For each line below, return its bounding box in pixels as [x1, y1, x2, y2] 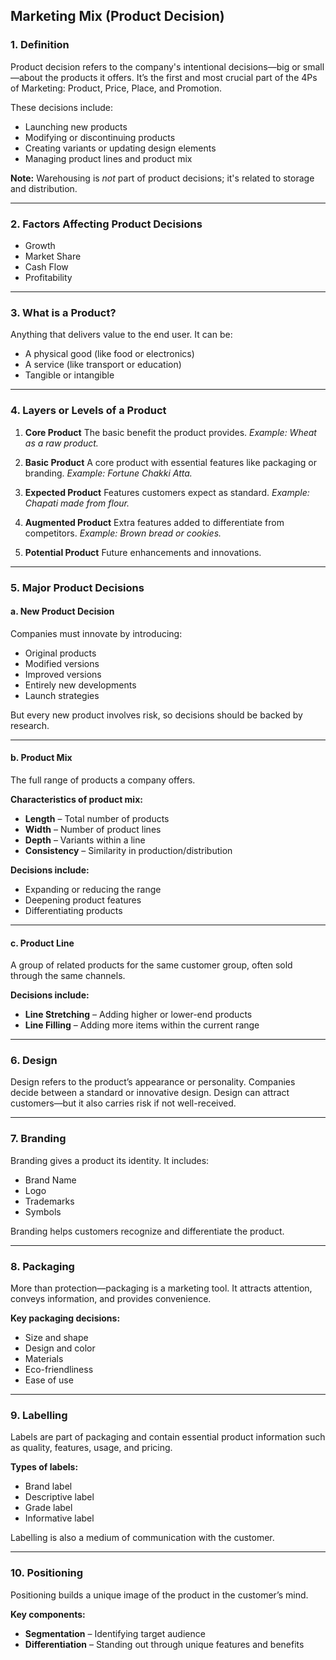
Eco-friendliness [24, 1364, 94, 1375]
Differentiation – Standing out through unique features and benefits [24, 1638, 305, 1650]
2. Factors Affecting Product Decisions [10, 217, 203, 231]
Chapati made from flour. [24, 497, 130, 509]
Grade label [24, 1502, 73, 1514]
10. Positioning [10, 1566, 84, 1580]
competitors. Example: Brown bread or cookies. [24, 527, 222, 539]
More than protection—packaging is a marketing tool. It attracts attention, [10, 1282, 313, 1294]
